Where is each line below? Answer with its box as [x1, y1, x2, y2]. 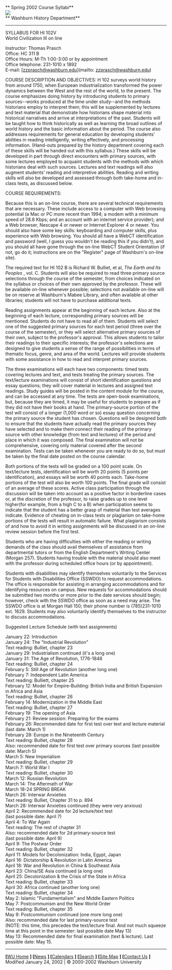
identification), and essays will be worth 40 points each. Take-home [5, 474, 148, 480]
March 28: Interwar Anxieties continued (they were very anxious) [5, 802, 142, 809]
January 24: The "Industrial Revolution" [5, 639, 89, 645]
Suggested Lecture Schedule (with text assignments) [5, 624, 117, 630]
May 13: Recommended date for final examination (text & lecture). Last [5, 933, 154, 939]
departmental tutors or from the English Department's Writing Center [5, 550, 150, 555]
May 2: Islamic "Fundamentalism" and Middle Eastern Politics [5, 895, 135, 901]
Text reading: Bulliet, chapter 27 [5, 704, 73, 711]
